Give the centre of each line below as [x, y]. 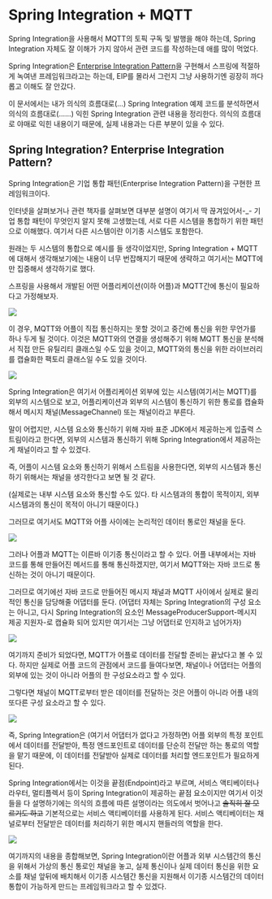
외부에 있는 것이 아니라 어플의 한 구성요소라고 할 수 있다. [97, 675]
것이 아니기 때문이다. [63, 574]
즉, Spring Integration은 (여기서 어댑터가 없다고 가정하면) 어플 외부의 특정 [125, 735]
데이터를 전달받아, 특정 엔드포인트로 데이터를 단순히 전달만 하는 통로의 [134, 745]
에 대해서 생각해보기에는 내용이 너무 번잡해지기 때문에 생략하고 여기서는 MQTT [133, 258]
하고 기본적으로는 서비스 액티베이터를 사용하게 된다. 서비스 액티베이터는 [142, 813]
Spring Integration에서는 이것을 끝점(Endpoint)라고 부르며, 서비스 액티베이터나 [134, 783]
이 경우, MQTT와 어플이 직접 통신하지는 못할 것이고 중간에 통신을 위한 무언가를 [132, 328]
